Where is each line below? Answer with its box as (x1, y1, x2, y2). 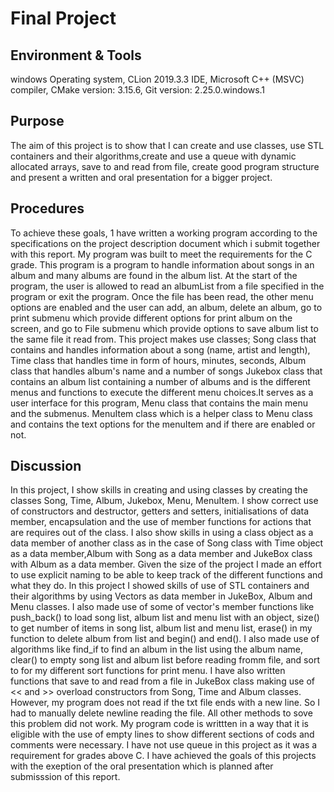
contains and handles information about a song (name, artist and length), (10, 343, 311, 356)
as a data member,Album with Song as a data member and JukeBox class (10, 548, 313, 560)
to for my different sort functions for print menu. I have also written (10, 665, 286, 677)
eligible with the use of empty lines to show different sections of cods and (10, 728, 315, 741)
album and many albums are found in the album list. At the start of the (10, 269, 298, 281)
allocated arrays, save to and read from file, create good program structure (10, 160, 320, 172)
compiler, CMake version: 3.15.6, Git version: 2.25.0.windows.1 (10, 84, 266, 96)
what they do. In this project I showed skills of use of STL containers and (10, 580, 310, 592)
